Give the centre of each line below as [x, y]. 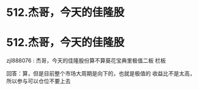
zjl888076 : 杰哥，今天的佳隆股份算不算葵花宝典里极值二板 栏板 [86, 61]
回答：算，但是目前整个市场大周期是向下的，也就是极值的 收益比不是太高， [101, 74]
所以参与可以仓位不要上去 [38, 81]
